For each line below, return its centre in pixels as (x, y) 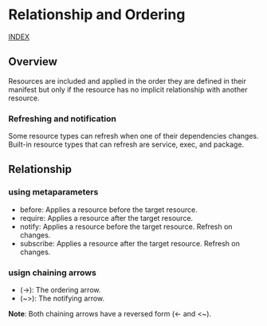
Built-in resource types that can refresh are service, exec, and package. (126, 144)
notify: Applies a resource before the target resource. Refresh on (126, 226)
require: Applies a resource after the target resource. (106, 218)
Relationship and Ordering (97, 15)
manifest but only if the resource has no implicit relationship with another (128, 89)
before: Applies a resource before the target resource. (108, 210)
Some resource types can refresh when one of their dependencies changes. (133, 136)
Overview (33, 62)
